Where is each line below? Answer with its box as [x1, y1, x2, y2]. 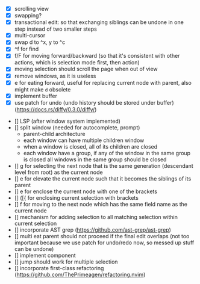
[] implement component [14, 252, 76, 259]
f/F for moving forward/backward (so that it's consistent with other [14, 52, 180, 60]
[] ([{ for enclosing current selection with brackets [14, 194, 139, 201]
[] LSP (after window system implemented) [14, 117, 121, 125]
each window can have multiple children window [23, 137, 145, 144]
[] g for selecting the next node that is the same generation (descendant [14, 162, 193, 169]
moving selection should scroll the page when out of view [14, 66, 158, 73]
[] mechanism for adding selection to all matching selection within [14, 213, 178, 220]
